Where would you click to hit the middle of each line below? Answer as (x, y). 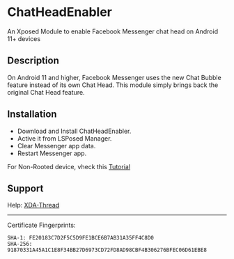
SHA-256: (20, 244)
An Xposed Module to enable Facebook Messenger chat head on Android (112, 31)
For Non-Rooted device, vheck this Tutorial (69, 166)
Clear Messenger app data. (56, 146)
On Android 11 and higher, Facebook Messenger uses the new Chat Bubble (114, 77)
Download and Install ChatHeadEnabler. (74, 131)
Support (25, 188)
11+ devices (24, 38)
